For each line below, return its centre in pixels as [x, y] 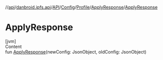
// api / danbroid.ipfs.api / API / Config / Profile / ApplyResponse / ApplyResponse [81, 7]
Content [14, 46]
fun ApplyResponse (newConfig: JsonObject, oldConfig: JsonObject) [76, 51]
